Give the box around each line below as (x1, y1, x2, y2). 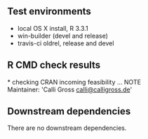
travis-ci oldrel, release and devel (17, 38, 114, 47)
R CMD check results (7, 59, 101, 71)
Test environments (7, 6, 91, 17)
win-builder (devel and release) (17, 31, 109, 40)
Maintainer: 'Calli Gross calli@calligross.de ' (7, 85, 133, 94)
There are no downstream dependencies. (7, 124, 127, 132)
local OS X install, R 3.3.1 (17, 24, 89, 32)
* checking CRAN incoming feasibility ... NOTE (7, 78, 142, 86)
